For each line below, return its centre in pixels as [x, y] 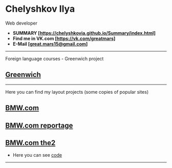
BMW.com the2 [30, 143]
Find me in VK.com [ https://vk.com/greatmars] [64, 38]
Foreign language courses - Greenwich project [55, 58]
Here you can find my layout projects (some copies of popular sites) [77, 92]
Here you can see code [37, 155]
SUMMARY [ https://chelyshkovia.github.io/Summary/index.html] [84, 33]
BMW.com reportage [39, 125]
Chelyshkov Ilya [40, 9]
